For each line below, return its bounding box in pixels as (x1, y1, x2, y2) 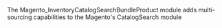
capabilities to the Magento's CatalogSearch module (33, 13, 182, 21)
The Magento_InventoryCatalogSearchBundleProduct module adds (7, 6, 197, 14)
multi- (198, 6, 215, 14)
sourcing (7, 13, 32, 21)
